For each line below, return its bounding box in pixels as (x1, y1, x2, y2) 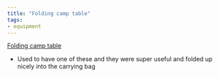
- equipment (7, 23, 41, 30)
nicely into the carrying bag (17, 63, 96, 71)
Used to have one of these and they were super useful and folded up (17, 55, 213, 63)
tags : (7, 16, 23, 23)
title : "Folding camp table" (7, 10, 91, 17)
